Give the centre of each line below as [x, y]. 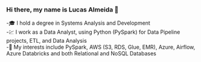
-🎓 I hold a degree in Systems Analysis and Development [78, 23]
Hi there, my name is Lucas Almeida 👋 [62, 10]
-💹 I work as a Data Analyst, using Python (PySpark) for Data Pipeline [93, 32]
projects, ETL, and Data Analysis [47, 41]
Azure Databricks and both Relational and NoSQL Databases [81, 54]
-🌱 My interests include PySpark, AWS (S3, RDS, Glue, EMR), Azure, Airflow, [101, 47]
